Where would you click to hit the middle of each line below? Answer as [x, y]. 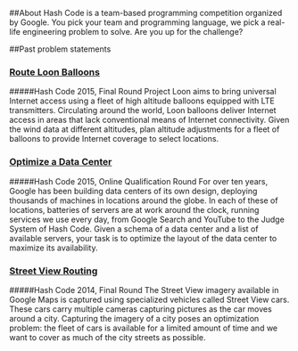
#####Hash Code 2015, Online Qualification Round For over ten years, [139, 181]
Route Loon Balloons [55, 72]
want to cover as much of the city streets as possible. [108, 337]
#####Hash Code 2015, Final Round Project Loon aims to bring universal [143, 92]
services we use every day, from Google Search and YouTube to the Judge [147, 219]
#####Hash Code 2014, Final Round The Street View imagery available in [144, 290]
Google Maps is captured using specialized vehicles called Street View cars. [149, 299]
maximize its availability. [54, 248]
